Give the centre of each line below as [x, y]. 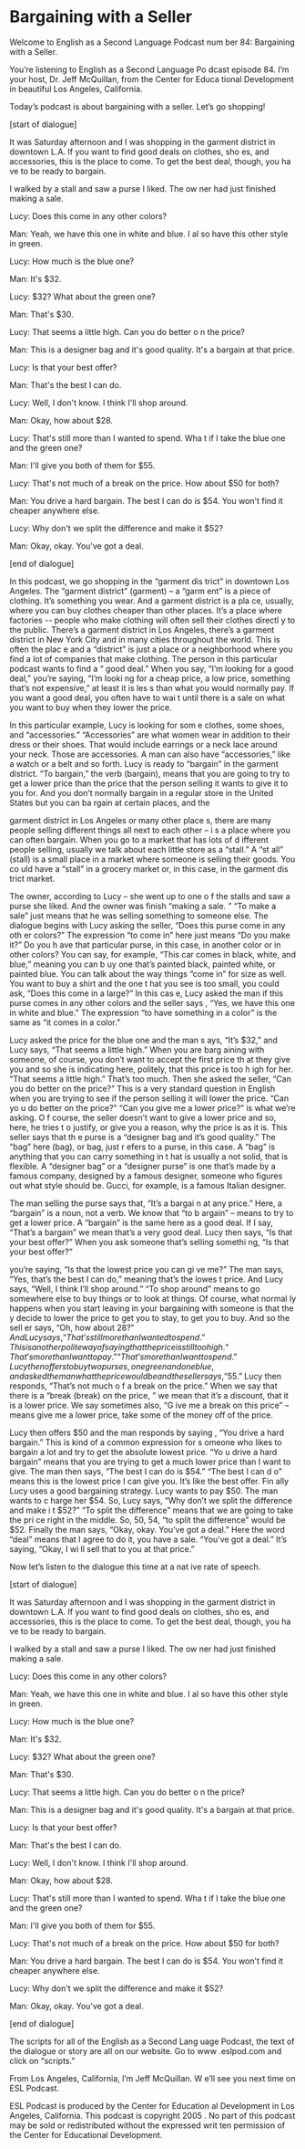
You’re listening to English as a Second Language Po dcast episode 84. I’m [149, 69]
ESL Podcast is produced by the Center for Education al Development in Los [152, 2105]
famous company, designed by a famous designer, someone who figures [146, 1176]
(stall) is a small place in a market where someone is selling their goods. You [152, 859]
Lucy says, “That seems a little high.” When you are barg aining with [137, 1049]
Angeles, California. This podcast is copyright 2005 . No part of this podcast [152, 2115]
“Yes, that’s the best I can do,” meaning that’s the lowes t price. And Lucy [147, 1279]
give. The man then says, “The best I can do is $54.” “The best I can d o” [146, 1471]
